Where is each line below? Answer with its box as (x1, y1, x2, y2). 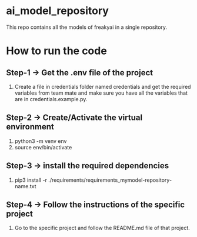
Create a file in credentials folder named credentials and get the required (14, 83, 191, 90)
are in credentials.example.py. (14, 95, 88, 102)
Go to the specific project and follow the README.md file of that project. (14, 225, 190, 232)
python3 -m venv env (14, 137, 67, 145)
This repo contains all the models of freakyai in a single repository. (6, 24, 168, 31)
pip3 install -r (14, 176, 47, 183)
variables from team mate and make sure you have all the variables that (14, 89, 188, 96)
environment (6, 122, 54, 132)
